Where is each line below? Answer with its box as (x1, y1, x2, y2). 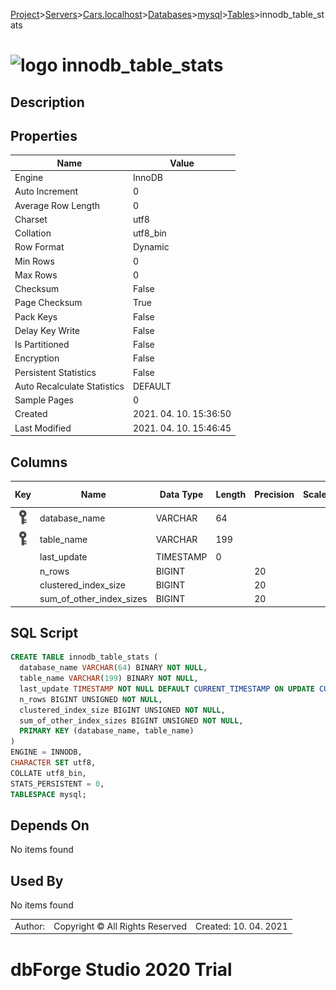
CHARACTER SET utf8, (10, 758, 97, 768)
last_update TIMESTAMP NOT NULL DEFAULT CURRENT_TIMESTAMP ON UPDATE (19, 684, 315, 694)
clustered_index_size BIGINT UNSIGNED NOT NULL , (19, 705, 226, 715)
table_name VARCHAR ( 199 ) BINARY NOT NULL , (19, 674, 199, 684)
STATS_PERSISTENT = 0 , (10, 779, 105, 789)
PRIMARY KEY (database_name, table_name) (19, 726, 195, 736)
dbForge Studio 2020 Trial (10, 958, 233, 981)
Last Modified (14, 422, 72, 434)
